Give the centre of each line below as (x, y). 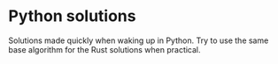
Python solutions (72, 16)
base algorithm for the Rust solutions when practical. (104, 49)
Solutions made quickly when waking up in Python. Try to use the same (139, 40)
